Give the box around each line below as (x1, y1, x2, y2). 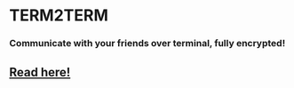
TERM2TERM (9, 5, 108, 26)
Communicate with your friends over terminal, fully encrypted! (9, 37, 286, 50)
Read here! (9, 64, 71, 80)
